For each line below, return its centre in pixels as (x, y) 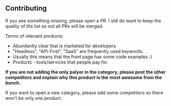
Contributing (26, 8)
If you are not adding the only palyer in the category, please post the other (86, 72)
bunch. (13, 83)
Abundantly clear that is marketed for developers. (65, 46)
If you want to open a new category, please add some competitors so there (84, 92)
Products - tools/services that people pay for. (60, 62)
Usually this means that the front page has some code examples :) (82, 57)
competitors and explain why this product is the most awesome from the (84, 77)
